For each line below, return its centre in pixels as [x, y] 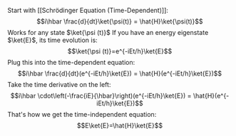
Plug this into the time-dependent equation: [71, 62]
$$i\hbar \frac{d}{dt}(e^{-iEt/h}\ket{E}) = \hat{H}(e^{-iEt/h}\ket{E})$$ [120, 73]
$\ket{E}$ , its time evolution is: [52, 40]
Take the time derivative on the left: [59, 84]
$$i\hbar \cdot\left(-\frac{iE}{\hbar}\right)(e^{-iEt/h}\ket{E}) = [101, 96]
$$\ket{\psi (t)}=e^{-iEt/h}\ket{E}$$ [120, 51]
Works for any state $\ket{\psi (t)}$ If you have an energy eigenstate [108, 32]
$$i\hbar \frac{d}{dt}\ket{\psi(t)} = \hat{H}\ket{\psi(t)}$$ [120, 21]
